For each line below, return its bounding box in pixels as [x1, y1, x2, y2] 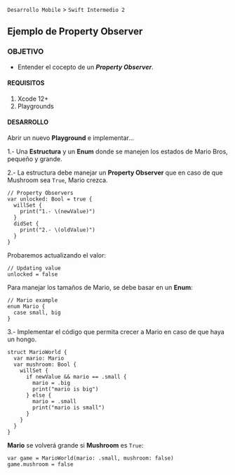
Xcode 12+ [17, 94, 49, 103]
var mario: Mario [13, 355, 65, 362]
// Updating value [7, 265, 61, 272]
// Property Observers [7, 189, 74, 197]
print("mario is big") [32, 386, 99, 393]
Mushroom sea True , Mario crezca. [7, 176, 108, 184]
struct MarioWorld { [7, 349, 68, 356]
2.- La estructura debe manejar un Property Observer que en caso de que [7, 168, 223, 177]
